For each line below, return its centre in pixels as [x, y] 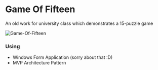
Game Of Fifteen [40, 9]
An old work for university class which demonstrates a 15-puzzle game [79, 23]
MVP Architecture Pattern [39, 63]
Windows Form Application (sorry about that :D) [63, 57]
